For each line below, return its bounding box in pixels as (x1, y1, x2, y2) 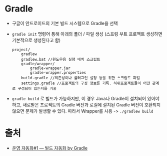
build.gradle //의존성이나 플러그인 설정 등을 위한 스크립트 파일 (21, 75, 140, 80)
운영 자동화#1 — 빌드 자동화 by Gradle (11, 145, 88, 151)
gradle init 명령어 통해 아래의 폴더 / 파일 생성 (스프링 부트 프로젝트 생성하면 (11, 31, 162, 37)
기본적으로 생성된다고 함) (11, 37, 61, 43)
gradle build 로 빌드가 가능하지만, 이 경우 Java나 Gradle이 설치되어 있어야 (11, 95, 159, 101)
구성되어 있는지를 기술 (17, 86, 57, 91)
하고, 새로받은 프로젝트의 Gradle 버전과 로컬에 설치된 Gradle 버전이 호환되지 (11, 101, 161, 108)
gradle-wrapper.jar (30, 66, 70, 71)
